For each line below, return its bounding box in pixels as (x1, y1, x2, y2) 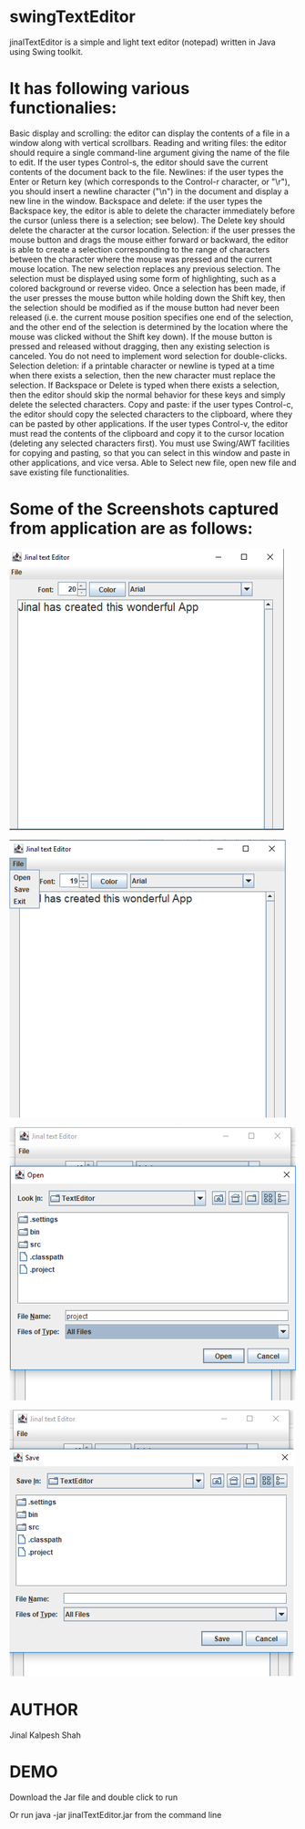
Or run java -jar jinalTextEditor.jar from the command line (9, 1809, 222, 1820)
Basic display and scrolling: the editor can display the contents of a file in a (9, 128, 290, 139)
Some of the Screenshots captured (9, 499, 280, 520)
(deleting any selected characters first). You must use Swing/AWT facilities (9, 438, 290, 449)
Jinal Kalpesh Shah (9, 1730, 82, 1741)
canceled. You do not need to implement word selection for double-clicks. (9, 350, 288, 361)
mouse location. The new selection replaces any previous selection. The (9, 263, 280, 274)
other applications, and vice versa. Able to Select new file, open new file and (9, 457, 297, 468)
